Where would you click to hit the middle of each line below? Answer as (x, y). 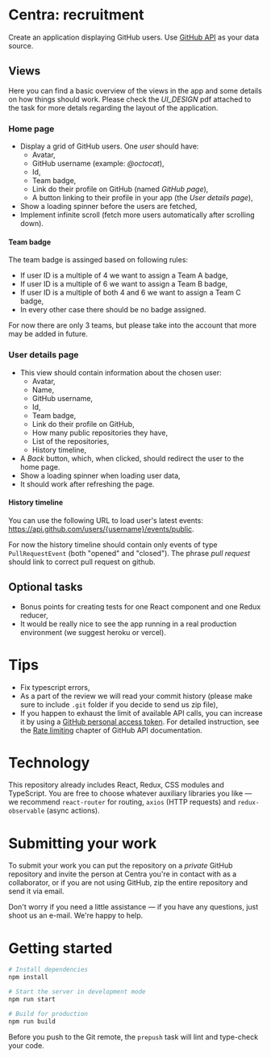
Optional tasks (46, 587)
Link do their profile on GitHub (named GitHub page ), (120, 189)
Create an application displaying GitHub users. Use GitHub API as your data (134, 37)
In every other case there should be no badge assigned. (113, 310)
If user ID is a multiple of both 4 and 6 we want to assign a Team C (131, 293)
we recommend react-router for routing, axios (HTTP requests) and (122, 802)
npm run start (32, 999)
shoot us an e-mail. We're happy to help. (76, 916)
